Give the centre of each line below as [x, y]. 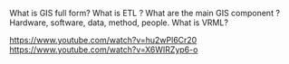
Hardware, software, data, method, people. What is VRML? [119, 23]
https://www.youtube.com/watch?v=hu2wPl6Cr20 [103, 40]
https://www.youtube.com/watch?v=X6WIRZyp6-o [104, 50]
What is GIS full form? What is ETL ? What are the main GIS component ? [145, 13]
